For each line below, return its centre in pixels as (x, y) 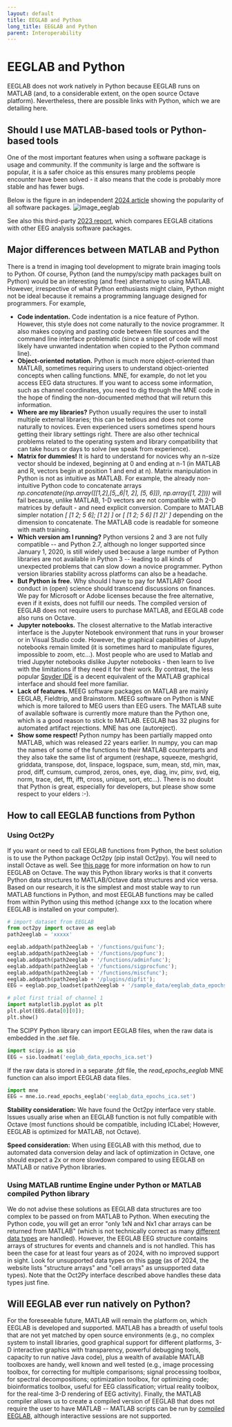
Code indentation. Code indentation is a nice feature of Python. (108, 316)
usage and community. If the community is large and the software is (104, 164)
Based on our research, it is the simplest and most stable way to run (104, 887)
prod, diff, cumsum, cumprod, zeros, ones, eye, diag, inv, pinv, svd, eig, (119, 772)
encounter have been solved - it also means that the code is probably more (114, 179)
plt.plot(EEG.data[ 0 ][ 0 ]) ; (46, 1011)
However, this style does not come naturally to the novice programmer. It (120, 324)
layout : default (30, 13)
